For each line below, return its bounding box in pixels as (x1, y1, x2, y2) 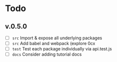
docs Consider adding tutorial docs (12, 51, 82, 57)
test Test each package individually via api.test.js (12, 46, 112, 52)
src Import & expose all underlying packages (12, 35, 102, 41)
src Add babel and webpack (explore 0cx (12, 41, 96, 46)
